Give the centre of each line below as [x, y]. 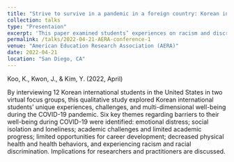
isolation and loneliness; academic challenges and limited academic [104, 129]
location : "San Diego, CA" [46, 59]
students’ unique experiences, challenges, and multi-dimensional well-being [117, 107]
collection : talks [34, 20]
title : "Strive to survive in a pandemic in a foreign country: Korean [113, 14]
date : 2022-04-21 [32, 53]
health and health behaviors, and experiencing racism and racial [99, 144]
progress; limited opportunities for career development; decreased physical [116, 136]
